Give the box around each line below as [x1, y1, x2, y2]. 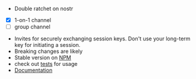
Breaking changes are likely [14, 48, 83, 55]
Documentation [14, 67, 53, 74]
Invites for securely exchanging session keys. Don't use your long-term [14, 35, 191, 42]
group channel [14, 23, 50, 30]
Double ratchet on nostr [14, 5, 73, 12]
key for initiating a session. [14, 42, 81, 49]
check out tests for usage [14, 61, 78, 68]
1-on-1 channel [14, 17, 52, 23]
